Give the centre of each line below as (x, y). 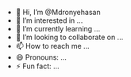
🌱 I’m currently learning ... (58, 29)
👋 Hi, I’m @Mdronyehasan (58, 12)
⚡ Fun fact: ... (37, 66)
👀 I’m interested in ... (49, 20)
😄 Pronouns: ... (41, 57)
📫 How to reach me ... (52, 46)
